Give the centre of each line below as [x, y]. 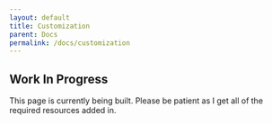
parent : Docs [34, 34]
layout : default [39, 18]
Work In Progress [59, 79]
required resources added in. [63, 111]
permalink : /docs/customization [70, 43]
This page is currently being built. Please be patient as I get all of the [136, 101]
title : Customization [50, 26]
